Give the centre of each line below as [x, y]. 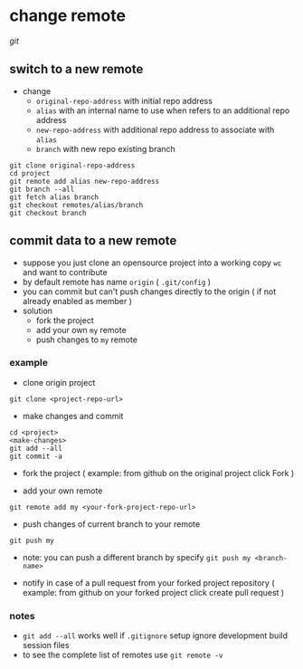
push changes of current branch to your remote [111, 524]
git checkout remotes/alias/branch [76, 205]
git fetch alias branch [54, 197]
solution [37, 311]
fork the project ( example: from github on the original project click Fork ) [158, 473]
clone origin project [59, 382]
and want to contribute [65, 272]
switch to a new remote [76, 69]
